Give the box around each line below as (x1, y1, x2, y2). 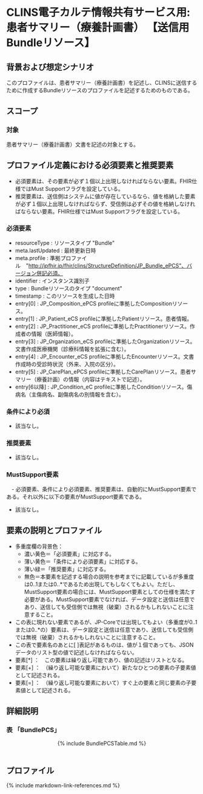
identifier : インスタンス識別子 (15, 277, 90, 284)
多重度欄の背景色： (15, 542, 64, 550)
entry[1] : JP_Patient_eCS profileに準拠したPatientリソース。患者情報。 (15, 315, 193, 322)
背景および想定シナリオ (6, 62, 94, 72)
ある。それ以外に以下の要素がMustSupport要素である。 (6, 493, 145, 500)
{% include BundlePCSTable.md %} (57, 740, 147, 747)
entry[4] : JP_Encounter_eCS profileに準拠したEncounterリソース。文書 (15, 353, 195, 360)
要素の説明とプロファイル (6, 525, 102, 536)
